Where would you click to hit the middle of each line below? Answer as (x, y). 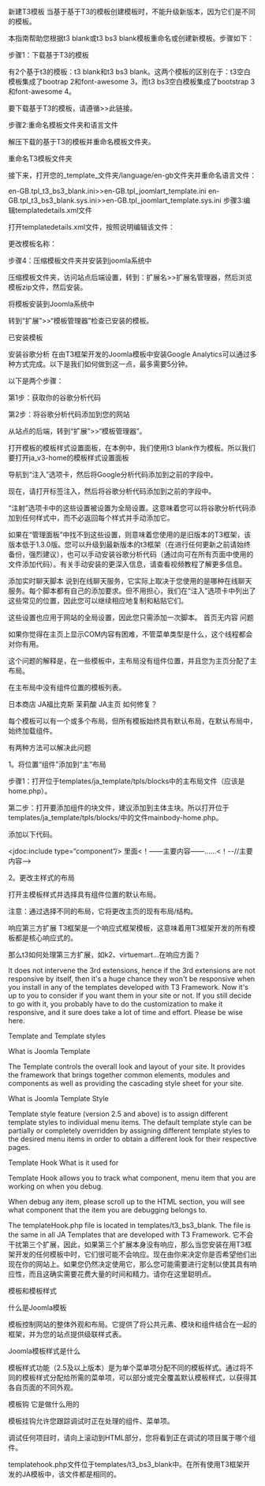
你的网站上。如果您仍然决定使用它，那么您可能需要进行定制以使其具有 (136, 1264)
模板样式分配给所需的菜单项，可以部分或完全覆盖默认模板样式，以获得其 (139, 1378)
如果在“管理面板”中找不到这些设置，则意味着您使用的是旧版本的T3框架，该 (130, 534)
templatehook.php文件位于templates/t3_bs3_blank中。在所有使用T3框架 (126, 1464)
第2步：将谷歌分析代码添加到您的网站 (69, 414)
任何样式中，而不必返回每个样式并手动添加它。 (98, 518)
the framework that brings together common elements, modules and (119, 1075)
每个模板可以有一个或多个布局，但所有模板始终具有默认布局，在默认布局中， (132, 721)
